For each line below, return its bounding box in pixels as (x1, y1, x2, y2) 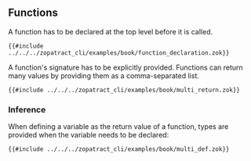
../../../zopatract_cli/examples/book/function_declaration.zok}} (8, 48, 230, 57)
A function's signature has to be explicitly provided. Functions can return (8, 63, 243, 72)
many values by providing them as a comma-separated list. (8, 70, 200, 80)
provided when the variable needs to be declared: (8, 131, 169, 140)
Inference (8, 104, 46, 115)
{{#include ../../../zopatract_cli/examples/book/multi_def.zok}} (8, 145, 230, 153)
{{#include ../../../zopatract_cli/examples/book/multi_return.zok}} (8, 86, 241, 94)
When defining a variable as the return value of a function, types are (8, 122, 229, 131)
